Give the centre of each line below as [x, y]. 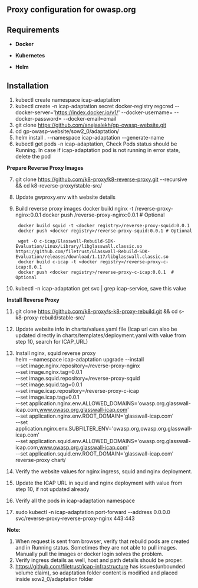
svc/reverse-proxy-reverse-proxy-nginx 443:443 [75, 518]
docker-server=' [35, 112]
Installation [28, 85]
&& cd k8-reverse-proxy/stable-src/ [59, 186]
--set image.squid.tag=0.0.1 [49, 385]
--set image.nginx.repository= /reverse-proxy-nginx [77, 366]
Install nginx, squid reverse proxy [55, 353]
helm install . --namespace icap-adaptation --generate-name [90, 138]
